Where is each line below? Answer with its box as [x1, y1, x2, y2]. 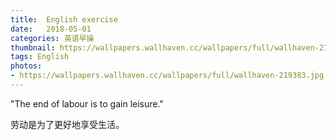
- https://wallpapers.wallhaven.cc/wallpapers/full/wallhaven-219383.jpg [10, 71, 325, 81]
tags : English [10, 52, 70, 62]
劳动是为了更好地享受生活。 [10, 118, 125, 130]
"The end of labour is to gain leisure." [10, 97, 164, 110]
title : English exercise [10, 14, 118, 25]
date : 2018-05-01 [10, 24, 92, 34]
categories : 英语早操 [10, 33, 95, 43]
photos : [10, 61, 43, 71]
